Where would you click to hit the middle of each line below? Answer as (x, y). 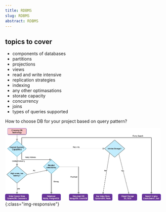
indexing (21, 85)
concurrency (25, 101)
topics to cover (29, 41)
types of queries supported (40, 112)
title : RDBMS (19, 10)
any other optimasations (37, 91)
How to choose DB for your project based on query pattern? (66, 121)
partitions (22, 59)
